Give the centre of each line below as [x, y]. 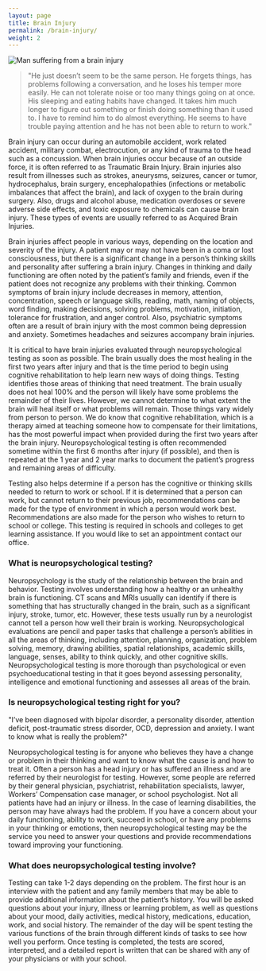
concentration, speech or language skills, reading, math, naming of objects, [132, 301]
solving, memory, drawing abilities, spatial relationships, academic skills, [127, 648]
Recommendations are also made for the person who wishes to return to [127, 517]
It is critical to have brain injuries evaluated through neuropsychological [125, 350]
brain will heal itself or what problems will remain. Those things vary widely [131, 409]
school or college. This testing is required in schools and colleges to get [126, 526]
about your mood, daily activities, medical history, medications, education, [130, 917]
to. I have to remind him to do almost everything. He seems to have [137, 118]
